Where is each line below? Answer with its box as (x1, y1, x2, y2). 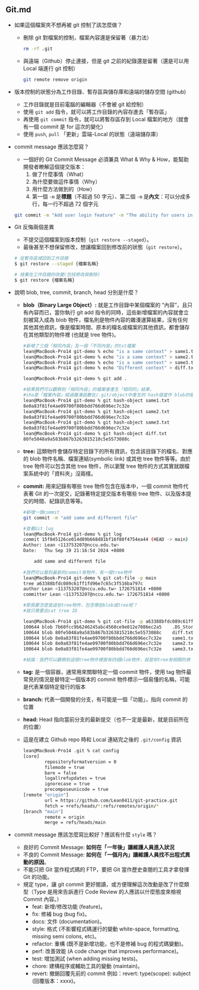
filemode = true (44, 764, 85, 770)
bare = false (44, 770, 77, 776)
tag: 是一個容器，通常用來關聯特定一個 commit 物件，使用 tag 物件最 (23, 669, 192, 676)
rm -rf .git (23, 46, 53, 52)
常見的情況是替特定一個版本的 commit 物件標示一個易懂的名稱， (23, 676, 180, 683)
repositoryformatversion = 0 (44, 759, 117, 765)
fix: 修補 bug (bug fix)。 (31, 910, 90, 918)
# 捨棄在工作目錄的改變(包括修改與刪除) (14, 272, 100, 278)
